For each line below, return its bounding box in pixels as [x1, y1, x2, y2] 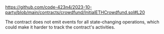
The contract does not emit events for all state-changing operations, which [5, 19, 159, 25]
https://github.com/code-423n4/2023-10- [5, 4, 92, 10]
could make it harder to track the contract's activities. [5, 24, 115, 30]
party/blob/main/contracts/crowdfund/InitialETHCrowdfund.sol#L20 [5, 9, 145, 15]
